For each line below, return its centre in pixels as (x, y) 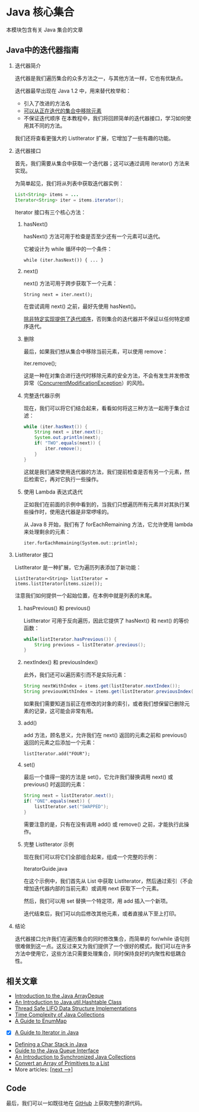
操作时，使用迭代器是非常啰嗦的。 (70, 512)
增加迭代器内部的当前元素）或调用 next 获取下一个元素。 (93, 888)
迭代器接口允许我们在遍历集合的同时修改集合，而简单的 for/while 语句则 (102, 938)
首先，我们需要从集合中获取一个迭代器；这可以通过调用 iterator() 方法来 (102, 163)
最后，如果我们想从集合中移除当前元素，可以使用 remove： (96, 351)
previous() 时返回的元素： (55, 784)
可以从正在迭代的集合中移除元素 (62, 111)
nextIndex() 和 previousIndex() (61, 662)
